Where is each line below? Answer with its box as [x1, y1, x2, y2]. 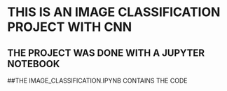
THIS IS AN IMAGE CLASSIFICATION [7, 4, 221, 20]
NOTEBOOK [7, 57, 60, 70]
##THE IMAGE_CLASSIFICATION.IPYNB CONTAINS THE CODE [7, 76, 188, 85]
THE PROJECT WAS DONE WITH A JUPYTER [7, 47, 205, 59]
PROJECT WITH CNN [7, 19, 132, 35]
